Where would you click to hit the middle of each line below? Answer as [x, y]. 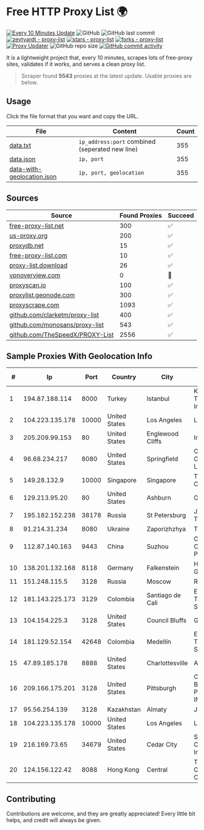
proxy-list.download [39, 265]
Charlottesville [167, 663]
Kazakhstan [124, 709]
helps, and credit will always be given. [54, 820]
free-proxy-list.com [39, 255]
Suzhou [158, 547]
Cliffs [154, 441]
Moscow [159, 581]
